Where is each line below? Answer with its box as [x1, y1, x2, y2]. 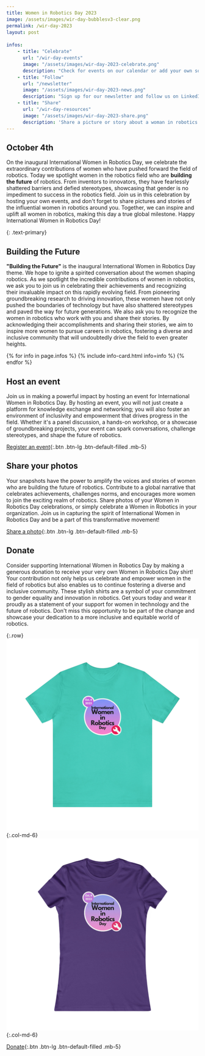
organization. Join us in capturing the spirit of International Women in [6, 509, 180, 516]
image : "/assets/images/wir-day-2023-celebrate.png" [22, 61, 160, 67]
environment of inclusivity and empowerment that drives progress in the [6, 412, 188, 419]
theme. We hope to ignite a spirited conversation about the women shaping [6, 269, 195, 277]
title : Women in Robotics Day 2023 [6, 10, 97, 16]
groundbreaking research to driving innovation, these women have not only [6, 295, 195, 302]
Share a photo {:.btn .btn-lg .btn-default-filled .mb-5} [6, 527, 138, 535]
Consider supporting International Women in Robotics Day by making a [6, 562, 184, 569]
